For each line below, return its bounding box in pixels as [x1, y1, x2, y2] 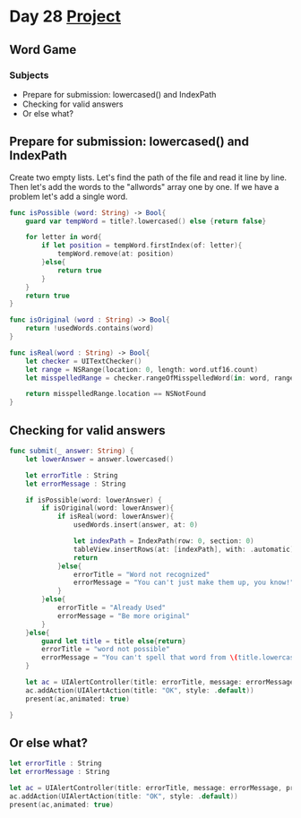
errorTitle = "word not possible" [41, 645, 170, 654]
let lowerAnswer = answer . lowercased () [25, 454, 175, 463]
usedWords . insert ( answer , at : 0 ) [73, 521, 199, 530]
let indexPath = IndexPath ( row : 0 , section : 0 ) [73, 537, 254, 546]
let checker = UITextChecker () [25, 357, 142, 366]
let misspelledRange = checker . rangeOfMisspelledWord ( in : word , [25, 374, 271, 383]
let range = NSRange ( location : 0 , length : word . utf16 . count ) [25, 365, 259, 374]
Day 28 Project [9, 6, 122, 27]
